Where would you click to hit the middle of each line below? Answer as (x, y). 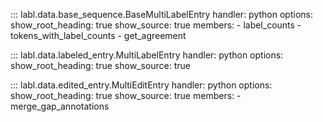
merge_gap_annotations (60, 106)
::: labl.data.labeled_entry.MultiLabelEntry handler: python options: (147, 55)
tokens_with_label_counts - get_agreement (98, 35)
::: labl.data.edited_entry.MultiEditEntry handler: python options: (141, 85)
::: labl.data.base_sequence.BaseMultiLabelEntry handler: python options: (161, 14)
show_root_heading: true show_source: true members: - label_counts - (156, 25)
